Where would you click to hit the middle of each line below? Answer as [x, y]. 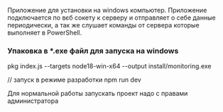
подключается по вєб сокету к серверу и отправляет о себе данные [111, 18]
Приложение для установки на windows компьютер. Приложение [107, 10]
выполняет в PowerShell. [45, 32]
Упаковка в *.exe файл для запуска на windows [93, 51]
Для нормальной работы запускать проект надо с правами [98, 94]
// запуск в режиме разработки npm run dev [75, 80]
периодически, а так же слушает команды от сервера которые [104, 25]
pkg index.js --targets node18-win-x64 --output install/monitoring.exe [109, 66]
